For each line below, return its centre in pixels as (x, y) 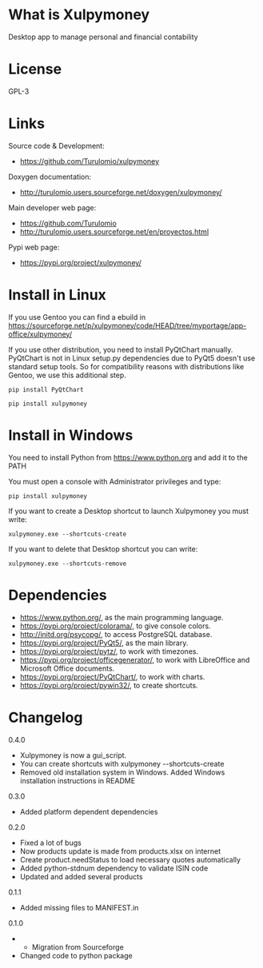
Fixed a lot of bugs (50, 843)
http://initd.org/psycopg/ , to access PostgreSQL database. (116, 634)
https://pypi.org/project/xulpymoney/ (81, 262)
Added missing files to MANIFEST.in (79, 907)
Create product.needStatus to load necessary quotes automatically (130, 859)
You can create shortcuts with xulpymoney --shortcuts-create (122, 763)
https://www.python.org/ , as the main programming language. (122, 617)
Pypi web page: (34, 247)
